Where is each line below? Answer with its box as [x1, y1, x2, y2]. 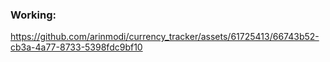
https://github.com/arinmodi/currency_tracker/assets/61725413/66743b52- [10, 31, 320, 43]
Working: [10, 8, 57, 22]
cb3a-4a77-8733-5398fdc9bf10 [10, 41, 143, 53]
